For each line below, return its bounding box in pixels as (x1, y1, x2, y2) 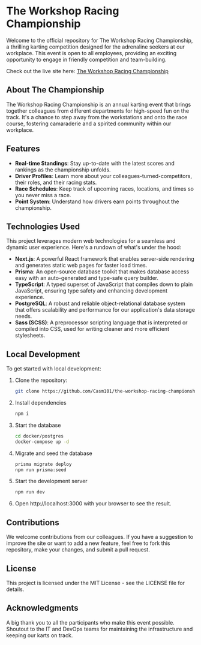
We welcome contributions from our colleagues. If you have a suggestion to (6, 534, 194, 541)
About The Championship (6, 85, 104, 95)
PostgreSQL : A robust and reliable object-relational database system (14, 300, 186, 307)
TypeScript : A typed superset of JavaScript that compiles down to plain (14, 281, 193, 288)
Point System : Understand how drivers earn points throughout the (14, 198, 179, 205)
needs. (14, 313, 32, 320)
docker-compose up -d (14, 439, 69, 445)
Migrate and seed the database (14, 450, 92, 457)
